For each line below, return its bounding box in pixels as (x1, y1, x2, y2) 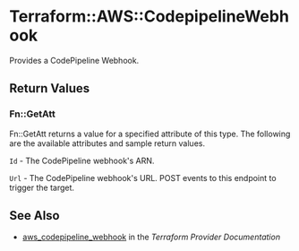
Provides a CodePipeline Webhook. (9, 55, 140, 65)
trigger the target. (9, 182, 74, 193)
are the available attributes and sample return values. (9, 137, 206, 149)
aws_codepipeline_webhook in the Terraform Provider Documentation (21, 231, 280, 243)
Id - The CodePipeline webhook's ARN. (9, 155, 155, 166)
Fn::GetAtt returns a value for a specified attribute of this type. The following (9, 128, 291, 139)
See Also (9, 208, 60, 223)
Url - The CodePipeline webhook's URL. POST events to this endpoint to (9, 172, 277, 183)
